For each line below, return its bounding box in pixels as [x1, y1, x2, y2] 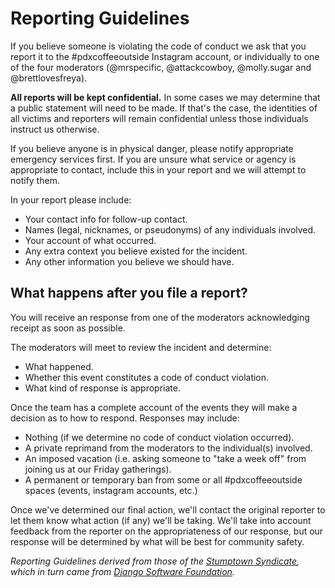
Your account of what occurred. [24, 234, 157, 246]
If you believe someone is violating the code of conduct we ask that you [10, 40, 307, 52]
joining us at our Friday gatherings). [24, 463, 172, 475]
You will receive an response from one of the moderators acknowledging [10, 311, 310, 323]
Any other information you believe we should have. [24, 255, 235, 267]
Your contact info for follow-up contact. [24, 213, 188, 225]
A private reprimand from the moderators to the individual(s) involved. [24, 442, 313, 454]
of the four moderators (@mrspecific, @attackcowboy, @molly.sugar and [10, 61, 312, 73]
